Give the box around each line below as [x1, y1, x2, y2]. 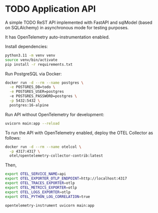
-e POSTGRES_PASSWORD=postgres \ [9, 94, 77, 99]
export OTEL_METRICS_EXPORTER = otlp [5, 185, 77, 190]
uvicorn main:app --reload [5, 121, 60, 126]
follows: [5, 135, 21, 141]
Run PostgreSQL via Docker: [5, 71, 62, 76]
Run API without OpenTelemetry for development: [5, 111, 105, 117]
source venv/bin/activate [5, 57, 57, 62]
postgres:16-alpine [9, 103, 49, 107]
